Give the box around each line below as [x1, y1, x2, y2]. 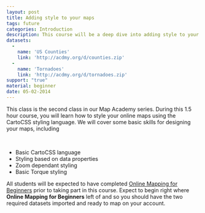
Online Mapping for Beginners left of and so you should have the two [6, 193, 183, 200]
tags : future [6, 20, 40, 26]
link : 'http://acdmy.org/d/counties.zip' [17, 54, 125, 61]
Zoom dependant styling [15, 162, 78, 169]
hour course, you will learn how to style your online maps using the [6, 111, 176, 119]
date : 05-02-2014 [6, 89, 51, 95]
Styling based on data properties [15, 155, 99, 162]
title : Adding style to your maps [6, 15, 95, 21]
